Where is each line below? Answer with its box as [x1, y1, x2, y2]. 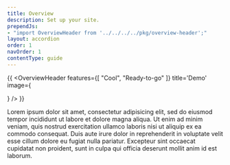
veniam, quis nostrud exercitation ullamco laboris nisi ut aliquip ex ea [7, 122, 202, 131]
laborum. [7, 151, 33, 159]
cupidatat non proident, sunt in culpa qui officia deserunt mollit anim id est [7, 144, 218, 152]
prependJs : [7, 23, 38, 30]
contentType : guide [7, 55, 63, 62]
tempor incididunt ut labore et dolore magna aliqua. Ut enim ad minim [7, 115, 203, 123]
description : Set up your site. [7, 16, 100, 23]
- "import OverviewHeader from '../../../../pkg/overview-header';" [7, 29, 207, 36]
